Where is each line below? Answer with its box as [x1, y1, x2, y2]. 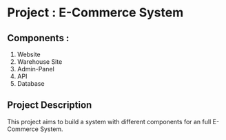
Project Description [7, 100, 92, 111]
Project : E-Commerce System [7, 5, 184, 21]
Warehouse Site [17, 58, 63, 66]
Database [17, 80, 45, 87]
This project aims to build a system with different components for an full [7, 117, 212, 126]
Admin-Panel [17, 65, 55, 73]
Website [17, 50, 41, 58]
